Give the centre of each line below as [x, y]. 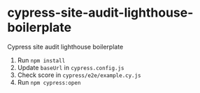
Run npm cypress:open [49, 82]
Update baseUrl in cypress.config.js [71, 67]
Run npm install [41, 60]
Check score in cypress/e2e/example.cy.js [79, 75]
